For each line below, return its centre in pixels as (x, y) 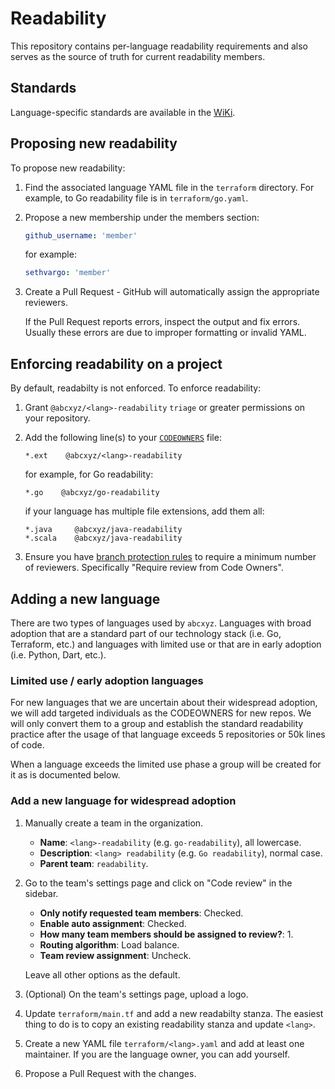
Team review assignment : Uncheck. (115, 955)
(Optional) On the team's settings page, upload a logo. (136, 994)
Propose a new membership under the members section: (142, 217)
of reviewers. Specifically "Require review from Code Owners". (154, 568)
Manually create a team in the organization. (114, 823)
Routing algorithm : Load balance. (109, 944)
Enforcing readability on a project (116, 363)
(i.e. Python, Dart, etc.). (58, 654)
